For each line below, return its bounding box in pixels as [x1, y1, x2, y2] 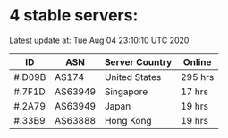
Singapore [104, 85, 148, 98]
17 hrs [180, 85, 208, 98]
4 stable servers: [9, 5, 139, 26]
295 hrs [180, 70, 215, 83]
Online [182, 55, 212, 68]
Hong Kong [104, 114, 152, 126]
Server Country [104, 55, 173, 68]
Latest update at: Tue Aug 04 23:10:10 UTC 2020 [9, 35, 190, 45]
